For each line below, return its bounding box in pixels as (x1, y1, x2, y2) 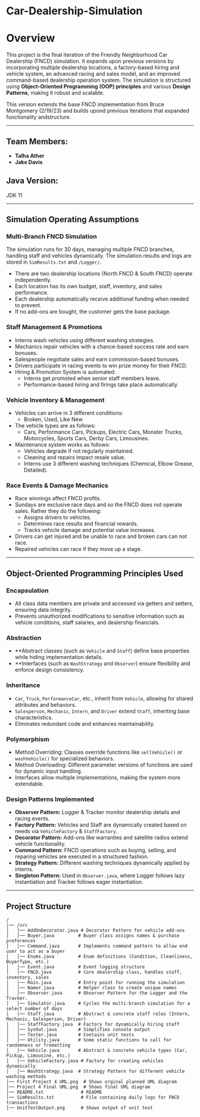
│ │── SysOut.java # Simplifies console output (6, 1027, 151, 1033)
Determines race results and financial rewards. (23, 520, 139, 527)
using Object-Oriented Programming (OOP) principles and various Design (6, 83, 191, 90)
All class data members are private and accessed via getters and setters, (14, 600, 194, 607)
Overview (6, 32, 55, 45)
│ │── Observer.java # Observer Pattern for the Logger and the (6, 990, 187, 997)
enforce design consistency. (14, 666, 85, 673)
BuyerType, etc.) (6, 959, 49, 965)
